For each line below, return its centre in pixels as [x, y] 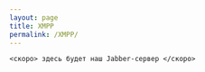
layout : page [34, 18]
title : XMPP [32, 26]
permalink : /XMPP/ [44, 34]
